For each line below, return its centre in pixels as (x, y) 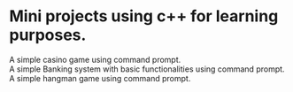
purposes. (48, 35)
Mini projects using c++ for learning (144, 16)
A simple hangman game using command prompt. (100, 78)
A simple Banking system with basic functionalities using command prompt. (147, 69)
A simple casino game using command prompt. (95, 59)
